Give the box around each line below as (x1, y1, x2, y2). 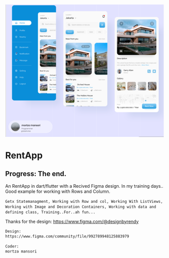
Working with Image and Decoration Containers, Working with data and (5, 204, 156, 209)
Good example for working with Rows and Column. (5, 188, 111, 194)
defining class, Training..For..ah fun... (5, 209, 96, 215)
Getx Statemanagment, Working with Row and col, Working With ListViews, (5, 199, 163, 204)
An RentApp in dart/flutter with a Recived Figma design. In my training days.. (5, 183, 163, 189)
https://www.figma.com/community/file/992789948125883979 (5, 233, 129, 239)
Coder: (5, 243, 19, 249)
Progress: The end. (5, 170, 67, 178)
